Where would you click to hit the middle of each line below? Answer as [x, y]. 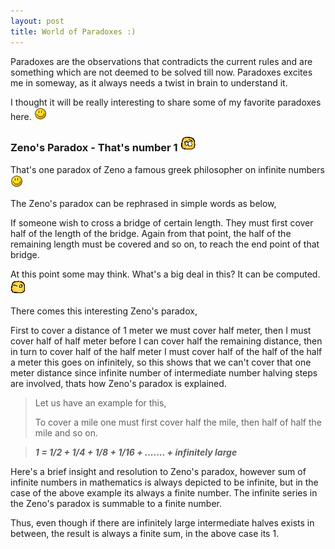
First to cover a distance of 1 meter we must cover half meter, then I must [161, 330]
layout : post [37, 21]
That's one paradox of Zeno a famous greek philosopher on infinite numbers [167, 169]
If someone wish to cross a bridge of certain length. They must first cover [162, 222]
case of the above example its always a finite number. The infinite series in [164, 492]
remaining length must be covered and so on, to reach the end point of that [165, 244]
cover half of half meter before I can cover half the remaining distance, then [166, 341]
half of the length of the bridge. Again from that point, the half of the [151, 233]
